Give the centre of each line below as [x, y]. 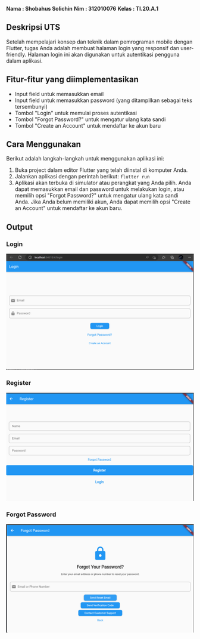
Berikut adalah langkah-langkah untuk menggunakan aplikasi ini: [85, 159]
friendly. [16, 54]
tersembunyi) [31, 106]
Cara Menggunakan [44, 145]
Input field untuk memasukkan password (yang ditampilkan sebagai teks [103, 100]
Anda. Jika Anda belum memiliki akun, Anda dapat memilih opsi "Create [102, 202]
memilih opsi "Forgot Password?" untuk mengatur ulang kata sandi [96, 196]
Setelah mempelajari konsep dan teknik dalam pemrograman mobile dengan [99, 42]
